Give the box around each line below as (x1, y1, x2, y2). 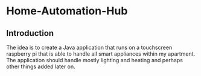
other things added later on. (6, 63, 75, 70)
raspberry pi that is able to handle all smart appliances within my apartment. (6, 50, 196, 57)
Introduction (6, 28, 54, 38)
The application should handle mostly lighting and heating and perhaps (6, 57, 183, 63)
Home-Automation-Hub (6, 4, 128, 18)
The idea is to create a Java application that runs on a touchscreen (6, 44, 173, 51)
